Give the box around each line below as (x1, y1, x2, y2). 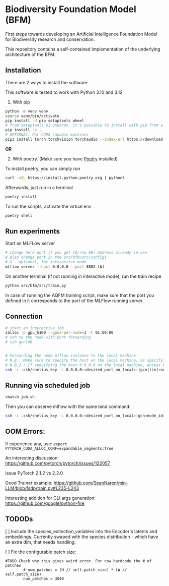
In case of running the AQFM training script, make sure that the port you (5, 292, 154, 298)
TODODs (5, 515, 33, 523)
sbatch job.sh (5, 394, 35, 399)
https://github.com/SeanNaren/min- (53, 480, 128, 486)
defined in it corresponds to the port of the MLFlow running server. (5, 298, 144, 304)
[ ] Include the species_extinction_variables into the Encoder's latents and (5, 528, 157, 534)
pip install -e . (5, 128, 42, 133)
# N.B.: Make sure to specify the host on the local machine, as (5, 358, 145, 363)
